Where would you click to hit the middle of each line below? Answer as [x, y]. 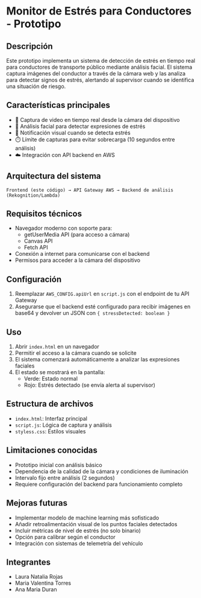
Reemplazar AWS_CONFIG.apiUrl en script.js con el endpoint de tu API [102, 294]
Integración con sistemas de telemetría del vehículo [79, 543]
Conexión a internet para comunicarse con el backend [82, 254]
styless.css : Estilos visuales [50, 431]
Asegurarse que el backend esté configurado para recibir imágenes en [103, 307]
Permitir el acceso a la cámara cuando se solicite [76, 353]
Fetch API [36, 247]
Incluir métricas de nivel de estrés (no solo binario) [78, 530]
